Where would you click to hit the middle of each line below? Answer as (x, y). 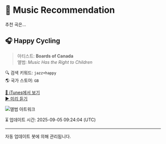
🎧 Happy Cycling (33, 41)
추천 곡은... (16, 24)
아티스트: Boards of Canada (45, 56)
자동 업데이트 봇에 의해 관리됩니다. (38, 136)
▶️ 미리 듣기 (17, 98)
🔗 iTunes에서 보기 (23, 92)
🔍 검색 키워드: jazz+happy (31, 72)
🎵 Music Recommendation (60, 10)
